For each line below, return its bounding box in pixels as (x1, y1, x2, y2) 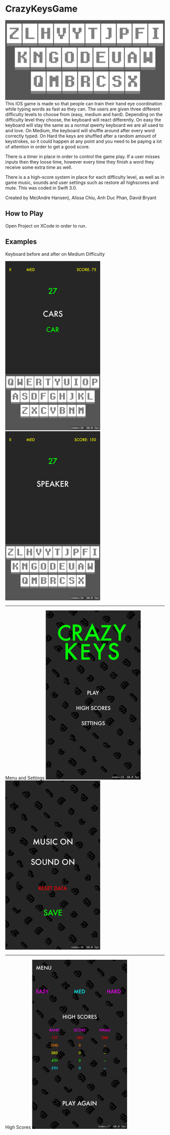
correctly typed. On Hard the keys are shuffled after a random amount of (5, 133, 157, 139)
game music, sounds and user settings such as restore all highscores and (5, 179, 159, 185)
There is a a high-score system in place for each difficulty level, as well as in (5, 174, 164, 180)
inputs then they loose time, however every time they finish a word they (5, 159, 154, 165)
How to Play (5, 209, 44, 218)
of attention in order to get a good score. (5, 143, 90, 149)
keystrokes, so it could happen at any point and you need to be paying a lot (5, 138, 162, 144)
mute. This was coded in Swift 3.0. (5, 184, 77, 191)
